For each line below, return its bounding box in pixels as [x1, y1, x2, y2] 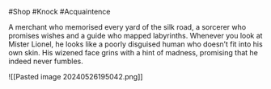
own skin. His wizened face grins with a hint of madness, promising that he [8, 48, 259, 57]
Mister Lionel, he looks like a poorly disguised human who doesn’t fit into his [8, 39, 263, 49]
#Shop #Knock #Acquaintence [8, 7, 111, 16]
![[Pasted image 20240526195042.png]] [8, 72, 143, 81]
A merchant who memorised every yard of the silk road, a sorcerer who [8, 22, 247, 31]
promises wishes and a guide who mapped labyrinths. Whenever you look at [8, 31, 263, 40]
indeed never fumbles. [8, 56, 83, 66]
